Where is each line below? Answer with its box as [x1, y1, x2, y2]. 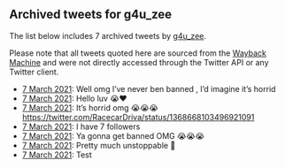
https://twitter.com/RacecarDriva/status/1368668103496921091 [21, 111, 255, 122]
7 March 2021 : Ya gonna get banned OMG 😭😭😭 [21, 130, 205, 141]
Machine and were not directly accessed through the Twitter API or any [9, 57, 269, 67]
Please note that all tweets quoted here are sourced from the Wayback [9, 48, 267, 58]
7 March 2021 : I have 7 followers [21, 121, 141, 132]
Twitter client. [9, 66, 59, 77]
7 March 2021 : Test [21, 149, 93, 160]
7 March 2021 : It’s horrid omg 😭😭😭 [21, 102, 159, 113]
